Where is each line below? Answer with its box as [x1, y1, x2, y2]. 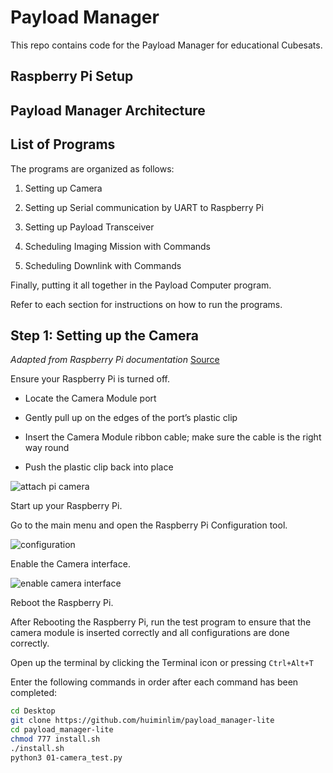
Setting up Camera [24, 182, 103, 194]
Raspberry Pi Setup [10, 68, 134, 85]
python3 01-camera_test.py [10, 752, 123, 763]
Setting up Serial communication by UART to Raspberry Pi [24, 201, 264, 213]
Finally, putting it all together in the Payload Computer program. [10, 279, 272, 291]
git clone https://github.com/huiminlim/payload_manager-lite [10, 716, 275, 726]
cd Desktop [10, 706, 56, 716]
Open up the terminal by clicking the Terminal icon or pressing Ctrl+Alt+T [10, 657, 314, 669]
